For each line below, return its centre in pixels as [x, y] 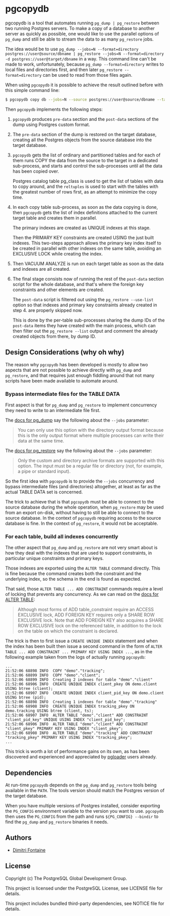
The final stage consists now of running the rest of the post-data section [88, 279]
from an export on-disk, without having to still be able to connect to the [79, 512]
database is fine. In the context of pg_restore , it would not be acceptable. [82, 523]
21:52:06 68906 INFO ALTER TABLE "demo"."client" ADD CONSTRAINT [77, 724]
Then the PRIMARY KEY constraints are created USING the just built [83, 237]
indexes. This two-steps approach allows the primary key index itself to [87, 243]
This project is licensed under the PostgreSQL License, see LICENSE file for [84, 888]
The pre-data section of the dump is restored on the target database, [84, 134]
